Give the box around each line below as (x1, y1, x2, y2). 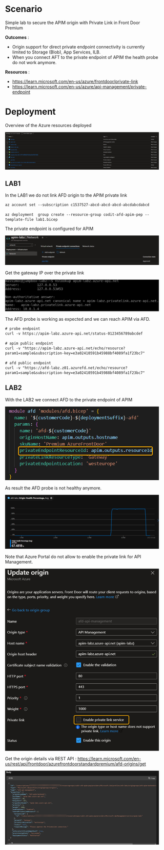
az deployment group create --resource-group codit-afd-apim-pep (5, 212, 143, 217)
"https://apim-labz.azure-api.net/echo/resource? (22, 346, 125, 351)
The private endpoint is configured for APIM (5, 226, 94, 232)
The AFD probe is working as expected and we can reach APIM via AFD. (5, 316, 150, 322)
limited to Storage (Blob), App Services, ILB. (12, 49, 101, 55)
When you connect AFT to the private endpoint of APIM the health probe (12, 54, 159, 60)
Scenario (5, 3, 42, 15)
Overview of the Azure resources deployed (5, 122, 92, 128)
